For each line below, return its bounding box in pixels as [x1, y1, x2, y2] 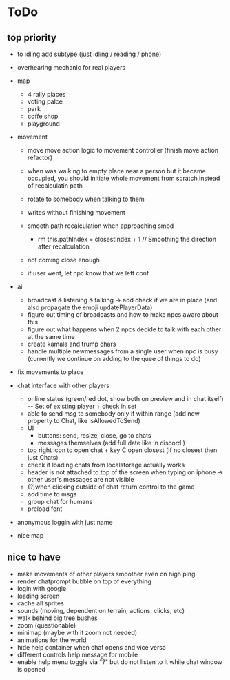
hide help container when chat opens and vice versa [17, 643, 167, 651]
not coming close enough [27, 256, 100, 264]
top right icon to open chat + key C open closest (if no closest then [27, 446, 218, 454]
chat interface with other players [17, 381, 110, 389]
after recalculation [37, 242, 90, 251]
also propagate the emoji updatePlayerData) [27, 303, 153, 311]
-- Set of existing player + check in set [27, 402, 137, 410]
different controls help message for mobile [17, 650, 138, 659]
